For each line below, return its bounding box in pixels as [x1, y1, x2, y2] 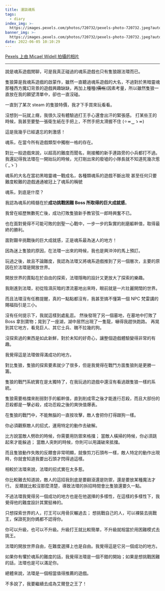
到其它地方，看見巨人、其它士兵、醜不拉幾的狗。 [5, 325, 104, 330]
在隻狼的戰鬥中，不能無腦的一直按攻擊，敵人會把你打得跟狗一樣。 [5, 412, 138, 418]
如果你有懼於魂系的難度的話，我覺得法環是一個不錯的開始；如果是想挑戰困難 [5, 554, 160, 559]
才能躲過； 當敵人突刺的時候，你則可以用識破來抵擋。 [13, 439, 123, 445]
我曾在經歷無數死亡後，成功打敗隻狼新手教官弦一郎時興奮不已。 [5, 210, 134, 216]
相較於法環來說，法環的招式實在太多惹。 [5, 466, 87, 472]
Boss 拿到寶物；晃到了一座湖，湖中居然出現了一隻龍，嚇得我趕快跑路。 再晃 [5, 318, 160, 324]
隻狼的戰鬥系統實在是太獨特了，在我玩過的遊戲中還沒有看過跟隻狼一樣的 [5, 379, 151, 385]
